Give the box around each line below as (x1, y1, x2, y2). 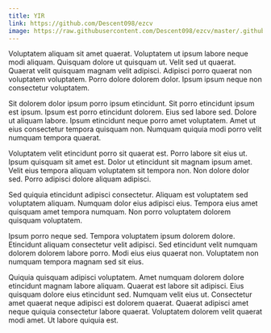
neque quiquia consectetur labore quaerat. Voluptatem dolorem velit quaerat (8, 307, 263, 317)
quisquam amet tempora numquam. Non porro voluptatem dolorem (8, 207, 231, 217)
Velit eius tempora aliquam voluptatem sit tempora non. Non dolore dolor (8, 166, 250, 176)
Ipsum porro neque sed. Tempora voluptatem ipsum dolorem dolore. (8, 231, 236, 241)
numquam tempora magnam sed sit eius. (8, 257, 144, 267)
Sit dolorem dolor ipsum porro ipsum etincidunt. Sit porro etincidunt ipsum (8, 98, 256, 109)
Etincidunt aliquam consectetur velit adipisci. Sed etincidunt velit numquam (8, 239, 258, 250)
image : (8, 27, 31, 35)
